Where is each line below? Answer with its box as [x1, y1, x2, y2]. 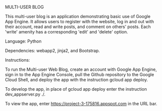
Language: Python [5, 38, 42, 44]
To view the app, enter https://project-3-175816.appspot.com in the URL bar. [5, 101, 158, 106]
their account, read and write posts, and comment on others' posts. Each [5, 24, 151, 30]
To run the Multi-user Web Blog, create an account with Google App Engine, [5, 66, 157, 72]
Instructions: [5, 57, 30, 63]
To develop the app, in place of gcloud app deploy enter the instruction [5, 86, 147, 92]
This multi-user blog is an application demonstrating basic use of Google [5, 14, 151, 19]
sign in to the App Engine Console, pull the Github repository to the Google [5, 72, 154, 77]
